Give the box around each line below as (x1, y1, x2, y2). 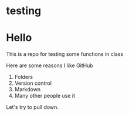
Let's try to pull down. (6, 104, 59, 111)
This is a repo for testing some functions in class (6, 51, 124, 58)
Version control (14, 79, 52, 87)
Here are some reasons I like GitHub (6, 62, 94, 69)
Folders (14, 74, 33, 81)
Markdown (14, 86, 41, 93)
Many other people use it (14, 92, 75, 100)
